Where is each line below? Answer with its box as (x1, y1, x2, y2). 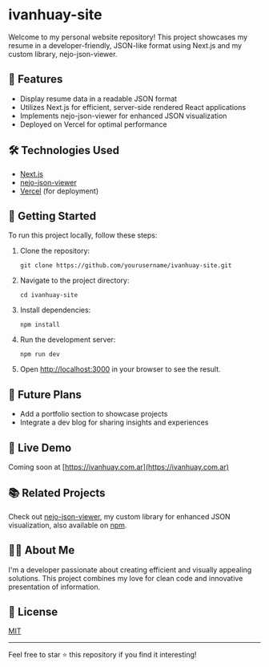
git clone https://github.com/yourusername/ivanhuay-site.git (19, 262, 232, 270)
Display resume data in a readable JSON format (19, 94, 178, 104)
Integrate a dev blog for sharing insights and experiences (19, 417, 209, 427)
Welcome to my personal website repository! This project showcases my (8, 32, 248, 42)
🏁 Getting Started (8, 209, 97, 222)
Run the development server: (19, 335, 116, 344)
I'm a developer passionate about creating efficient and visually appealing (8, 564, 252, 575)
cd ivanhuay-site (19, 291, 78, 299)
